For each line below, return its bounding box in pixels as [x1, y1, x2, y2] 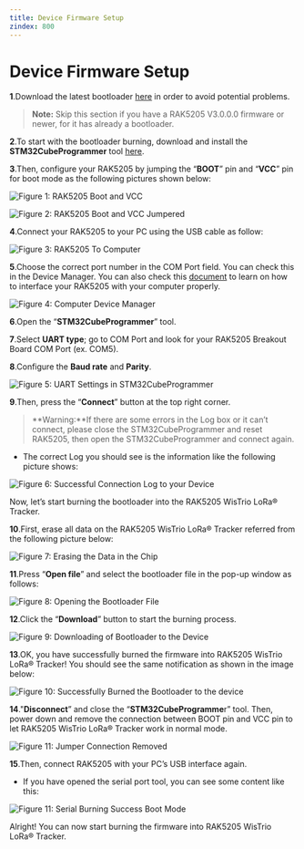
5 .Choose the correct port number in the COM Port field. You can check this [9, 262, 295, 273]
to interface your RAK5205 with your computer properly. [9, 281, 221, 292]
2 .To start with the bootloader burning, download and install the [9, 136, 248, 147]
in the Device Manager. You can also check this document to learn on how [9, 271, 289, 283]
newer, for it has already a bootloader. [31, 119, 175, 129]
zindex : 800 [9, 22, 55, 31]
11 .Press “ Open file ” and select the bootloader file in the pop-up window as [9, 569, 292, 580]
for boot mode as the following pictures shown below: [9, 173, 212, 184]
